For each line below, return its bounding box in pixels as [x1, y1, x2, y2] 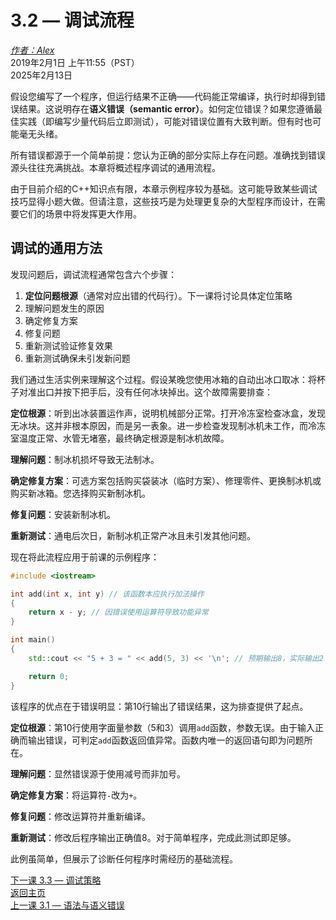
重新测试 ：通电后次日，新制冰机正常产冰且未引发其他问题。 [10, 529, 256, 541]
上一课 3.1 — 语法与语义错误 [10, 899, 125, 911]
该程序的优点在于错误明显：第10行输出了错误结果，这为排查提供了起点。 [10, 700, 309, 712]
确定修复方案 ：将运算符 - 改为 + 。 [10, 789, 143, 801]
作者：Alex [10, 44, 55, 56]
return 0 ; [28, 671, 70, 681]
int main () [10, 635, 56, 645]
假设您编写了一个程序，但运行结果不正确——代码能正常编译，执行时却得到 [10, 90, 317, 102]
